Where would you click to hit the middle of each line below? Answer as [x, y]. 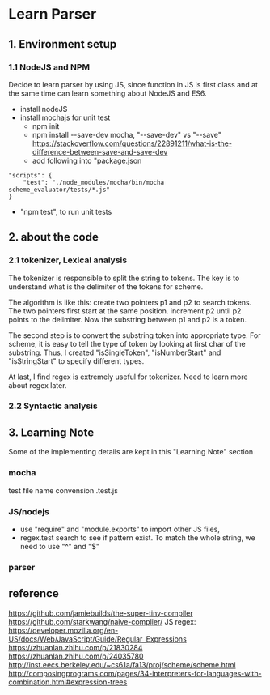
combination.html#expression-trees [68, 682]
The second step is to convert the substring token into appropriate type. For [135, 335]
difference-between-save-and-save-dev [100, 151]
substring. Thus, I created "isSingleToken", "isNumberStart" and [115, 352]
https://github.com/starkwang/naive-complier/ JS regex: [102, 621]
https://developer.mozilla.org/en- [63, 630]
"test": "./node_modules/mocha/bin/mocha [93, 182]
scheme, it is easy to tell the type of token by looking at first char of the [127, 343]
